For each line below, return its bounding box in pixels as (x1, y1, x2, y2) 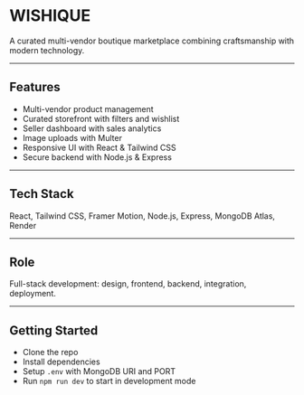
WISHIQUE (9, 5, 91, 26)
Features (9, 80, 61, 95)
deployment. (9, 288, 56, 299)
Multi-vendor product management (22, 103, 154, 114)
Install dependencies (22, 356, 101, 367)
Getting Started (9, 323, 99, 338)
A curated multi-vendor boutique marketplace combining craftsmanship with (9, 35, 295, 46)
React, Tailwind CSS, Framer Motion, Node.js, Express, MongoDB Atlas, (9, 210, 276, 221)
